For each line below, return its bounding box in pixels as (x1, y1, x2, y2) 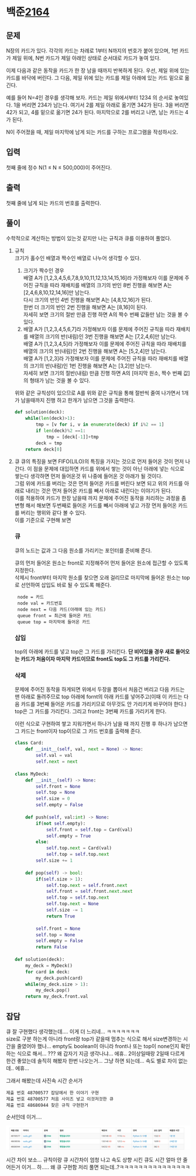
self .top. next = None (46, 901, 99, 907)
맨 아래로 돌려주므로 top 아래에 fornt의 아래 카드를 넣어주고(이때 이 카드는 (14, 693, 183, 701)
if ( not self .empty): (36, 820, 86, 827)
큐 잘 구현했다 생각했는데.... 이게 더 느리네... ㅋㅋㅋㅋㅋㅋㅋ (6, 1028, 140, 1035)
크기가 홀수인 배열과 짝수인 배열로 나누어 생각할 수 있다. (14, 254, 142, 261)
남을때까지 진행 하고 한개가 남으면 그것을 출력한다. (20, 397, 135, 404)
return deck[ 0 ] (25, 446, 63, 452)
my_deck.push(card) (36, 975, 83, 981)
